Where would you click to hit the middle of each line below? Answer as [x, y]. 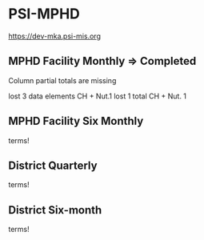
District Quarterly [53, 165]
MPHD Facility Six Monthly [76, 121]
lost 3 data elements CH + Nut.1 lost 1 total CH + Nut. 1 [97, 96]
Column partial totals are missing [62, 80]
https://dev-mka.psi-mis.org [55, 36]
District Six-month [55, 210]
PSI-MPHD [44, 14]
